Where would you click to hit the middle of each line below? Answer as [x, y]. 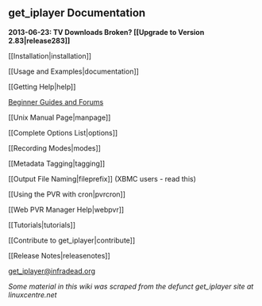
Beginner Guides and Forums [56, 101]
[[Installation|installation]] [50, 55]
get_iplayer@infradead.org [52, 271]
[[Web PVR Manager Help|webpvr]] [66, 209]
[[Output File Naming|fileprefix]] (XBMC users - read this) [102, 178]
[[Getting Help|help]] [42, 86]
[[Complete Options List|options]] [63, 132]
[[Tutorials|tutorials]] [42, 224]
